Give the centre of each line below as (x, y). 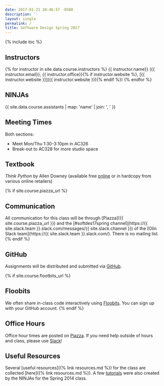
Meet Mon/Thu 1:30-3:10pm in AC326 (50, 143)
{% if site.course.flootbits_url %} (38, 276)
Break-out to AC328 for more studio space (55, 149)
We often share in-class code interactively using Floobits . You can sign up (80, 303)
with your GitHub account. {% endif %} (45, 308)
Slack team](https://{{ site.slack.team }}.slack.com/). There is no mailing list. (82, 234)
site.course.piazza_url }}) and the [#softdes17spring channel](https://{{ (76, 223)
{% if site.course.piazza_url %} (36, 191)
